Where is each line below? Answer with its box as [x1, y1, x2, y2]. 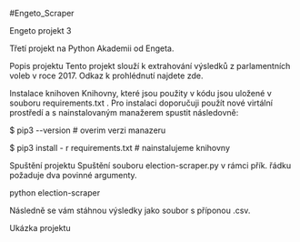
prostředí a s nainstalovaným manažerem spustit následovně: [9, 107, 239, 117]
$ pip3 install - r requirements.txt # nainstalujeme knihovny [9, 143, 230, 153]
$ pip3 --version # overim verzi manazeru [9, 125, 166, 136]
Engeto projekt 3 [9, 25, 72, 35]
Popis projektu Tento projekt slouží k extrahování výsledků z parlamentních [9, 61, 291, 71]
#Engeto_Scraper [9, 8, 75, 18]
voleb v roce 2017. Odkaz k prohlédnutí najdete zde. [9, 70, 204, 81]
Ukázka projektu [9, 223, 71, 233]
